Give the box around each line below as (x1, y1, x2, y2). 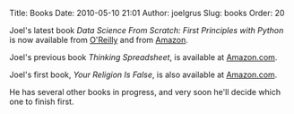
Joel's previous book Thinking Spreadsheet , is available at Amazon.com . (9, 52, 278, 62)
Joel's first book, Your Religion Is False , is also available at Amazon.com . (9, 69, 278, 80)
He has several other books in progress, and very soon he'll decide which (9, 87, 281, 97)
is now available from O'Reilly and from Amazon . (9, 35, 188, 45)
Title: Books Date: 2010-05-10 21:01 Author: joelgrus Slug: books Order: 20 (9, 8, 285, 18)
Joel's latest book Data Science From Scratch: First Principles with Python (9, 25, 284, 35)
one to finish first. (9, 96, 74, 107)
